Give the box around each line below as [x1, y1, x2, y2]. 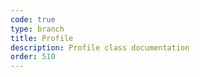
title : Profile [10, 33, 74, 43]
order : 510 [10, 52, 56, 62]
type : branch [10, 24, 65, 34]
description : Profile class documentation [10, 42, 190, 53]
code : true [10, 14, 56, 25]
